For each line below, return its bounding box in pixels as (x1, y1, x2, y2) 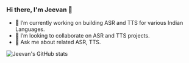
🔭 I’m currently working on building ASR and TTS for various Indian (15, 19, 184, 27)
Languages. (15, 25, 45, 33)
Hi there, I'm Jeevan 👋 (6, 5, 73, 14)
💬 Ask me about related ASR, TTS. (15, 39, 101, 46)
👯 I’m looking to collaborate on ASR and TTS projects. (15, 32, 150, 39)
